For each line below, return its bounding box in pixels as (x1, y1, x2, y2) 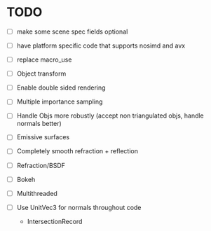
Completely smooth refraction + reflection (16, 147, 138, 155)
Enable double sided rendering (16, 83, 106, 92)
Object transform (16, 69, 67, 78)
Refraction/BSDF (16, 161, 66, 169)
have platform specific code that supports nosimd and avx (16, 41, 186, 50)
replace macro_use (16, 55, 72, 64)
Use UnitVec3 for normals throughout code (16, 203, 142, 211)
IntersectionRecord (27, 217, 83, 225)
